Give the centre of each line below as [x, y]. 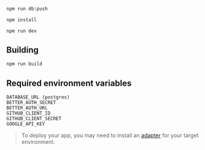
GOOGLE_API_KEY [26, 124]
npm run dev [21, 31]
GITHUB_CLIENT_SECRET [34, 119]
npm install [21, 20]
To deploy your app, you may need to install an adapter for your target [110, 135]
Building [22, 50]
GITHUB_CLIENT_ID [29, 113]
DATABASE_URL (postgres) [38, 97]
